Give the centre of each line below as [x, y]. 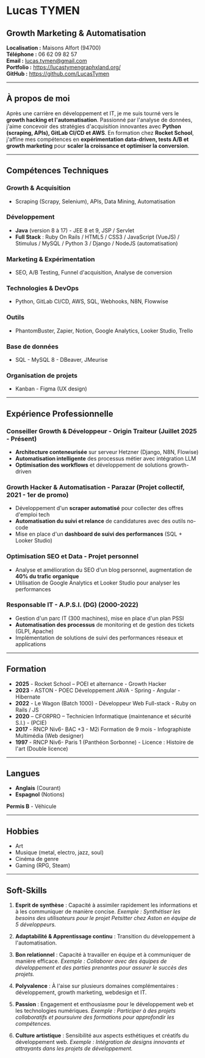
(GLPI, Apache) [34, 631]
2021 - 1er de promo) [38, 495]
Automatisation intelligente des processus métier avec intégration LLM [106, 458]
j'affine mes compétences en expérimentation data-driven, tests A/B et [98, 139]
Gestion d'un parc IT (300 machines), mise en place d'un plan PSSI [99, 618]
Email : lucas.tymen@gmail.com [47, 61]
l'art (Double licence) [41, 749]
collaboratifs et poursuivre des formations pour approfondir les [95, 1017]
